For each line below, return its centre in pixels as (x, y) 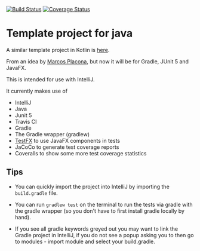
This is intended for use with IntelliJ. (50, 79)
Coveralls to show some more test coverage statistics (81, 153)
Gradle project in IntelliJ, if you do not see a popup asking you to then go (104, 235)
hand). (23, 217)
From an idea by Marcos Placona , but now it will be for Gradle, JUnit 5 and (98, 61)
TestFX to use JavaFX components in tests (67, 140)
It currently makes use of (37, 91)
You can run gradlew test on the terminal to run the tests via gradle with (104, 204)
